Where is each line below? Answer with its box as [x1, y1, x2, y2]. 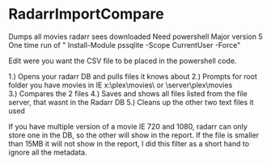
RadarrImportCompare [8, 5, 164, 23]
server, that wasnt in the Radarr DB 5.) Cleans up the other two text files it [8, 97, 254, 107]
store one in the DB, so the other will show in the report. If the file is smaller [8, 130, 260, 140]
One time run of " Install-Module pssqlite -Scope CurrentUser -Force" [8, 40, 241, 49]
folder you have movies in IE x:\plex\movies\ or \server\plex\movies [8, 80, 233, 90]
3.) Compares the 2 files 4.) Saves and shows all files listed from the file [8, 88, 248, 98]
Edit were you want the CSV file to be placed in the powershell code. [8, 56, 237, 66]
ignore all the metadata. [8, 147, 87, 157]
